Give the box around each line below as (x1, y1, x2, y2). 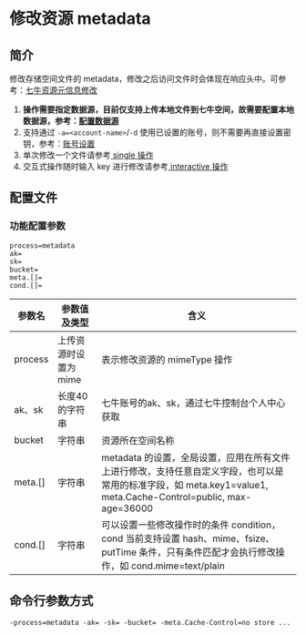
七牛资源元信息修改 (25, 85, 97, 96)
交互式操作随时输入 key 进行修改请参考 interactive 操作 (22, 161, 229, 171)
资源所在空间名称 (101, 434, 175, 446)
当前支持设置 (125, 532, 180, 545)
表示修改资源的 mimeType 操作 (101, 353, 233, 365)
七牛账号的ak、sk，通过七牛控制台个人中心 (101, 396, 286, 409)
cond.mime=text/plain (130, 559, 225, 572)
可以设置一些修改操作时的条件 (101, 518, 229, 531)
